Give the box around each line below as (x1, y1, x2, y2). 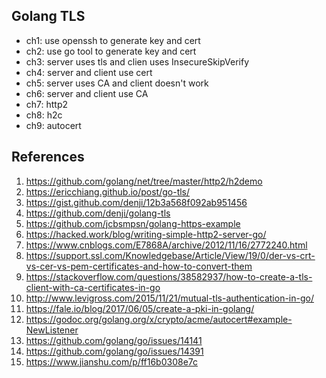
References (11, 149, 85, 166)
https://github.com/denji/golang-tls (25, 207, 171, 219)
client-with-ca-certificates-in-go (25, 281, 161, 293)
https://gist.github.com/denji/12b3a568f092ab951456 (25, 196, 248, 208)
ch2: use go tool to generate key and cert (25, 45, 197, 57)
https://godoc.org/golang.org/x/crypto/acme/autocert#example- (25, 313, 293, 325)
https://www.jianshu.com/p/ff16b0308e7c (25, 355, 199, 368)
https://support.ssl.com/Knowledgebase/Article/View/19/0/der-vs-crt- (25, 249, 316, 261)
